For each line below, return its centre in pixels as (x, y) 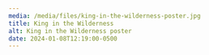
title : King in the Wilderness (61, 23)
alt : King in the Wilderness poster (70, 31)
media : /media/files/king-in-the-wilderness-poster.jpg (104, 16)
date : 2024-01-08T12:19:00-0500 (63, 38)
